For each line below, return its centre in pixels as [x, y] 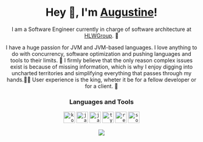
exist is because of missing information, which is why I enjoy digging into [101, 67]
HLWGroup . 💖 [101, 35]
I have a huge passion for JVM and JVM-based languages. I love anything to [101, 47]
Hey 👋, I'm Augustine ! [101, 12]
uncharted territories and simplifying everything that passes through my [101, 73]
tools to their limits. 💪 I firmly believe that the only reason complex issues [101, 60]
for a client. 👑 [101, 86]
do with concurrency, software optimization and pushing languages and [101, 53]
